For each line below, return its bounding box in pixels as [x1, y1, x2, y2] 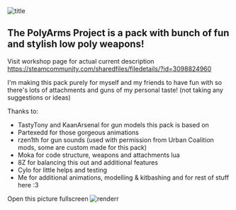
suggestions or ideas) [7, 93, 71, 102]
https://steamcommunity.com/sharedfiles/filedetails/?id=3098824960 [7, 64, 212, 73]
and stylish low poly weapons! [7, 38, 145, 50]
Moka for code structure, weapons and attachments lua [17, 151, 181, 159]
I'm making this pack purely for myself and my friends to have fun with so [7, 78, 222, 86]
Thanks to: [7, 107, 39, 115]
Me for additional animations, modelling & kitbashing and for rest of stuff [17, 173, 229, 182]
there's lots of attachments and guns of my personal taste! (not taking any [7, 86, 223, 94]
